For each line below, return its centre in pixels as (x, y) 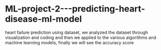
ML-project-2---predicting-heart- (75, 9)
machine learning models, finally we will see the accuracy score (69, 42)
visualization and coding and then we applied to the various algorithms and (81, 37)
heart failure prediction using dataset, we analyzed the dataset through (77, 32)
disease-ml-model (44, 19)
